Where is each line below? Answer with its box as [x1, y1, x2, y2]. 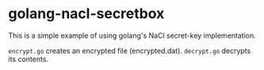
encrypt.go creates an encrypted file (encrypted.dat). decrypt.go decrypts [8, 46, 251, 55]
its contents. [8, 54, 49, 64]
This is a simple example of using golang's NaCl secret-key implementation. [8, 31, 256, 40]
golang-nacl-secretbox [8, 5, 165, 23]
